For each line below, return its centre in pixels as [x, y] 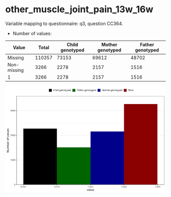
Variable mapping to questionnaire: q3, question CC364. [64, 23]
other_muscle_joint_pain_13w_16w [79, 9]
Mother [109, 45]
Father [147, 45]
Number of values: [32, 33]
